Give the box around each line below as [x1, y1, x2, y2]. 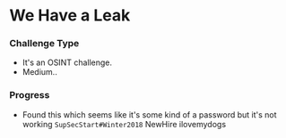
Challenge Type [9, 37, 80, 50]
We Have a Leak [9, 5, 131, 26]
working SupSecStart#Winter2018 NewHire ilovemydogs [22, 118, 227, 129]
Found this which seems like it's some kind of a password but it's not [22, 109, 277, 120]
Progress [9, 89, 50, 101]
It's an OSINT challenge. [22, 57, 113, 68]
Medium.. [22, 67, 58, 77]
